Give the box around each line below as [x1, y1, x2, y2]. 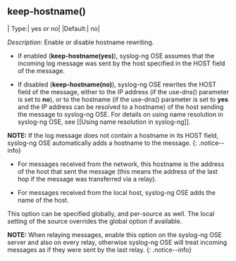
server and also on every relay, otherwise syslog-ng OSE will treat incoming [7, 238, 228, 246]
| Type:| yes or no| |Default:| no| [7, 24, 101, 32]
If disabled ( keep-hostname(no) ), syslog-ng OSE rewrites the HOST [17, 80, 217, 89]
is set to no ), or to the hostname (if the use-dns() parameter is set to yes [17, 95, 229, 103]
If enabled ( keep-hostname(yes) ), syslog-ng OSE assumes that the [17, 51, 215, 60]
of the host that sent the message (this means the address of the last [17, 167, 218, 175]
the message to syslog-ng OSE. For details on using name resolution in [17, 110, 224, 118]
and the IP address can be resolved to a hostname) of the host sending [17, 102, 224, 111]
